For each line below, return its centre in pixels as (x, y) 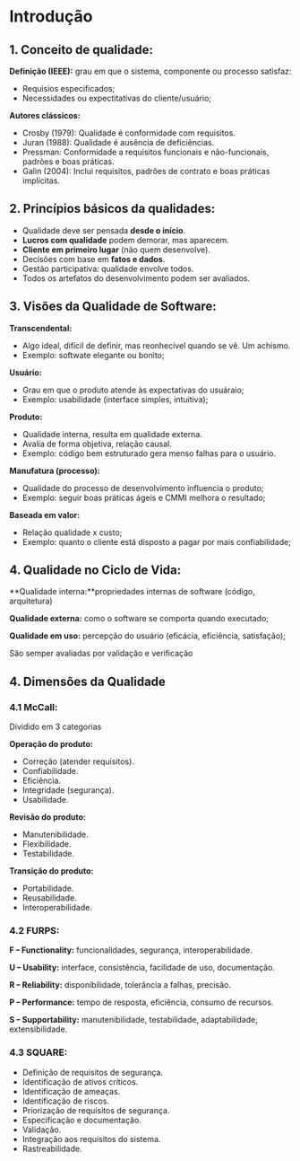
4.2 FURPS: (34, 931)
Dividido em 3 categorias (56, 727)
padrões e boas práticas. (68, 162)
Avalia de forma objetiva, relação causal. (97, 444)
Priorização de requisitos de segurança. (96, 1110)
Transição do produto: (51, 871)
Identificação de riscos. (66, 1101)
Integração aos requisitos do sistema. (91, 1139)
